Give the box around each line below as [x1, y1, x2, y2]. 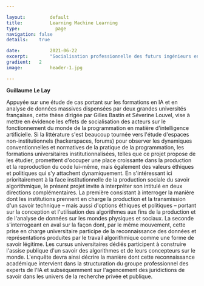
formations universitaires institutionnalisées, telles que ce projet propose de [6, 150, 196, 157]
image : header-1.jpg [6, 64, 83, 70]
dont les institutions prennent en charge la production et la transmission [6, 195, 186, 202]
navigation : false [6, 31, 53, 37]
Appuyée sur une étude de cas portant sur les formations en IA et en [6, 98, 178, 106]
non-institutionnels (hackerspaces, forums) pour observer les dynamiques [6, 137, 192, 145]
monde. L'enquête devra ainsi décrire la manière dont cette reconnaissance [6, 253, 195, 260]
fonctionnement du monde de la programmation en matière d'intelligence [6, 124, 189, 131]
